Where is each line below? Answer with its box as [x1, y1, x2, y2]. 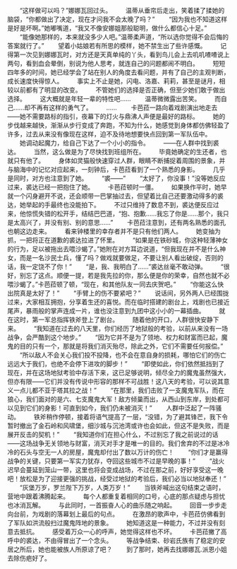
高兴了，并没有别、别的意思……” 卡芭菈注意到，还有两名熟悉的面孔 [19, 218, 226, 226]
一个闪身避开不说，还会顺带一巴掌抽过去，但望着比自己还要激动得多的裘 [13, 192, 224, 200]
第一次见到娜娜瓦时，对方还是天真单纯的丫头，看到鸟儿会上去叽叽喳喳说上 [13, 50, 230, 59]
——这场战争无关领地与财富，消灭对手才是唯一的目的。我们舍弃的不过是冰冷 [7, 439, 230, 447]
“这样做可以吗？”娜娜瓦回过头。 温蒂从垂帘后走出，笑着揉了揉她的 [19, 6, 225, 14]
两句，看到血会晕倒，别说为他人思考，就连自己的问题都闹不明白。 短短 [7, 59, 226, 67]
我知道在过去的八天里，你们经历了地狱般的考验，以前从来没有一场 [36, 324, 229, 332]
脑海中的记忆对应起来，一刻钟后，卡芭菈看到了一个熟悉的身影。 [13, 165, 199, 173]
